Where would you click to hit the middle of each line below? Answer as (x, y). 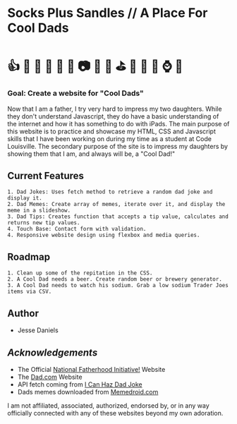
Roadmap (29, 256)
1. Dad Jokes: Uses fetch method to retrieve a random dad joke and (110, 192)
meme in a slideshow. (39, 211)
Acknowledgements (53, 352)
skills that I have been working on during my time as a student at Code (109, 138)
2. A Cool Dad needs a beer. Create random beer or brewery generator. (115, 279)
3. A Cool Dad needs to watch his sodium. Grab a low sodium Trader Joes (118, 286)
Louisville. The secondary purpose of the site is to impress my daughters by (117, 146)
